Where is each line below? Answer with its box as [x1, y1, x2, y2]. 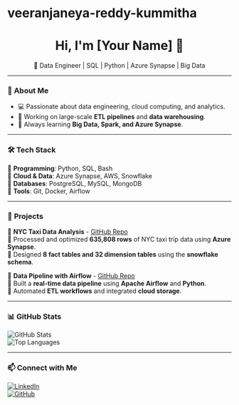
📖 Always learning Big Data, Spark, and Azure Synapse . [17, 120, 184, 129]
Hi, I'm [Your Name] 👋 [55, 38, 184, 54]
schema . [7, 258, 34, 267]
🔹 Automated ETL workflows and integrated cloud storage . [7, 287, 182, 295]
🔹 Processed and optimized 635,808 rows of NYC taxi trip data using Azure [7, 235, 231, 244]
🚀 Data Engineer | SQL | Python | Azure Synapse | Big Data [33, 61, 206, 70]
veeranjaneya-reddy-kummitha [7, 5, 197, 21]
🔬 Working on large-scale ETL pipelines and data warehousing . [17, 113, 206, 121]
